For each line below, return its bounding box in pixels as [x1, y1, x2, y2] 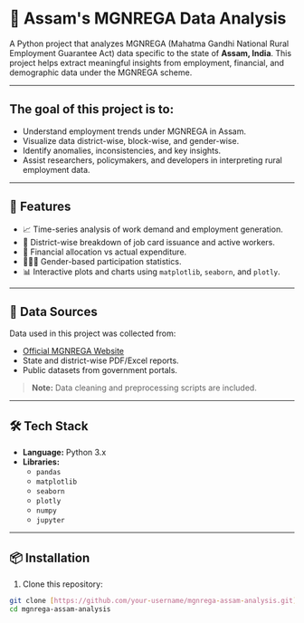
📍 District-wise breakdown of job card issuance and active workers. [22, 236, 276, 247]
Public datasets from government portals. [22, 365, 178, 376]
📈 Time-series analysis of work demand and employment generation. [22, 224, 283, 235]
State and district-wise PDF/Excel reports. [22, 355, 179, 366]
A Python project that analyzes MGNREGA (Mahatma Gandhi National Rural [9, 38, 290, 49]
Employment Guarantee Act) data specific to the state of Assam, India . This [9, 47, 292, 58]
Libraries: [22, 456, 61, 467]
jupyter [35, 516, 65, 525]
